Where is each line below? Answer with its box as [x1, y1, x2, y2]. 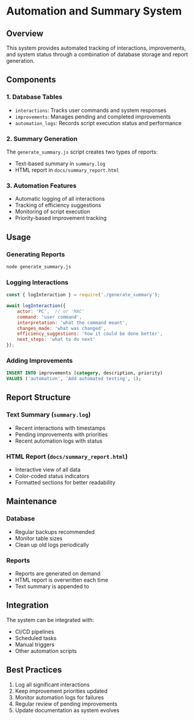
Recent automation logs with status [14, 437, 102, 444]
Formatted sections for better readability [14, 479, 116, 486]
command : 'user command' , [17, 314, 83, 320]
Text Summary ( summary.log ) [6, 410, 91, 419]
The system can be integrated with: [6, 616, 95, 623]
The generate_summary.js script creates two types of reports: [6, 148, 158, 155]
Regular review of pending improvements [14, 700, 117, 707]
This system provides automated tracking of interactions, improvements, [6, 44, 186, 51]
